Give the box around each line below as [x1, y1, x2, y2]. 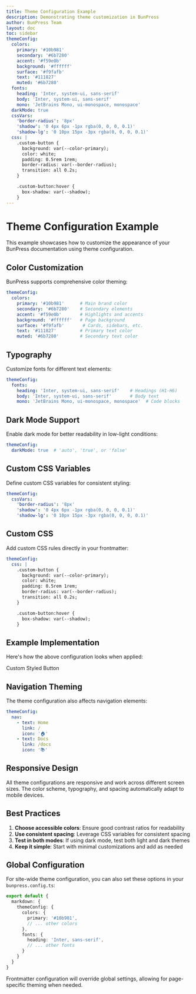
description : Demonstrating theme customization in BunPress [6, 14, 160, 20]
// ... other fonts [27, 943, 75, 949]
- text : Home [16, 720, 49, 725]
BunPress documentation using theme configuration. [6, 246, 134, 253]
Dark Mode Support [6, 415, 80, 425]
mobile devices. [6, 791, 45, 798]
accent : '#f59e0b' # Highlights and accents [16, 312, 144, 317]
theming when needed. [26, 981, 83, 988]
